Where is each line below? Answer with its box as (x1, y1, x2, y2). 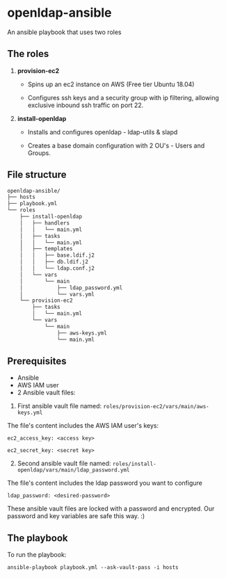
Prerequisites (7, 355, 67, 367)
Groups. (27, 148, 51, 157)
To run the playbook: (7, 551, 67, 559)
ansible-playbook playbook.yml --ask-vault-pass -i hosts (7, 564, 179, 571)
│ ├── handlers (19, 219, 70, 227)
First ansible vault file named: (17, 402, 102, 410)
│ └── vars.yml (19, 291, 95, 298)
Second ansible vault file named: (17, 459, 111, 467)
